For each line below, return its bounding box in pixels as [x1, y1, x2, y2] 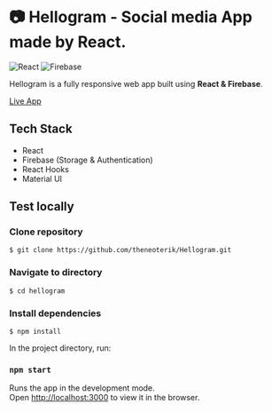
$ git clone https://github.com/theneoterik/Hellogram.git [9, 246, 232, 255]
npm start [9, 365, 51, 375]
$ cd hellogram [9, 286, 66, 296]
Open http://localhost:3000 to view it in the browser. [9, 392, 200, 403]
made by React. [9, 32, 127, 52]
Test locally [9, 199, 74, 214]
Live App [9, 95, 42, 107]
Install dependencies [9, 307, 102, 320]
